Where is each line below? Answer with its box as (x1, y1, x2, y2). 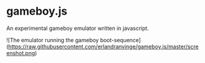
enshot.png (6, 49, 35, 56)
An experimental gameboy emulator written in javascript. (6, 24, 149, 32)
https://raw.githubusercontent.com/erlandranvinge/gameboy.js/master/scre (8, 43, 199, 50)
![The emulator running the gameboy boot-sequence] (6, 36, 141, 43)
